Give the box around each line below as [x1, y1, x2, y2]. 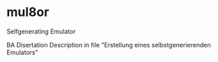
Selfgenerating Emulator [6, 27, 76, 36]
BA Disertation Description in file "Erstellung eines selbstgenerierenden [6, 40, 211, 49]
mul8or [6, 4, 49, 20]
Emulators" [6, 48, 39, 56]
